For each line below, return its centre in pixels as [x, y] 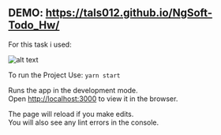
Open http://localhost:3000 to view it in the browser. [93, 99]
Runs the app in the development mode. [73, 90]
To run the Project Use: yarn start [64, 75]
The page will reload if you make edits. [71, 114]
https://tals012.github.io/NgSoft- [129, 13]
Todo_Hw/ [34, 26]
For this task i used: [40, 44]
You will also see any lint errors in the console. [84, 122]
